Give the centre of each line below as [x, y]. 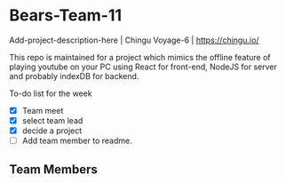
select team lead [52, 120]
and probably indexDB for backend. [74, 76]
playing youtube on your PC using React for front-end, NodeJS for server [143, 67]
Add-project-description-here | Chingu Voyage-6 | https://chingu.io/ [134, 40]
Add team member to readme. [77, 141]
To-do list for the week [51, 93]
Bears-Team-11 [66, 16]
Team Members [53, 169]
